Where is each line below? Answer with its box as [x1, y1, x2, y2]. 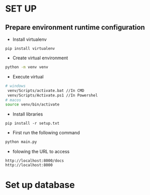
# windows [5, 83, 26, 88]
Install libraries [12, 111, 43, 117]
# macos [5, 97, 22, 103]
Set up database [5, 179, 75, 191]
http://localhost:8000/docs [5, 158, 64, 163]
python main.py [5, 139, 37, 145]
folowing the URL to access [12, 149, 69, 155]
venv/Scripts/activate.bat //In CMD [7, 88, 85, 93]
